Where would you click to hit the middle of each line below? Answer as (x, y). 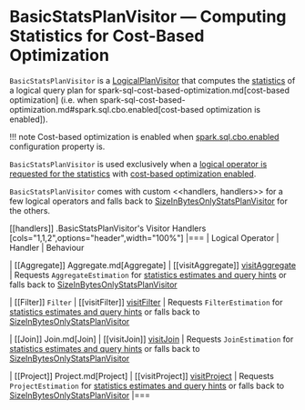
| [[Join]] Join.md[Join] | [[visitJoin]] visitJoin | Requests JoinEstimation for (152, 339)
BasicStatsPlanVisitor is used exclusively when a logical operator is (138, 164)
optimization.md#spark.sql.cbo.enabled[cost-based (107, 109)
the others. (30, 210)
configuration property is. (57, 146)
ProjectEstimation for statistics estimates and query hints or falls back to (147, 385)
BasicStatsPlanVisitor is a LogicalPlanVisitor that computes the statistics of (152, 80)
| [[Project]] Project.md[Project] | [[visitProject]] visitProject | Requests (142, 375)
